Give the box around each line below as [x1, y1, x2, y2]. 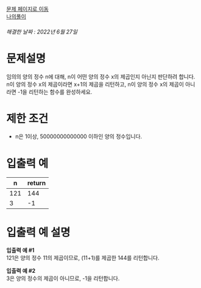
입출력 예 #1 [6, 247, 35, 254]
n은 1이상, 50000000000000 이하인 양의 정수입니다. [15, 133, 143, 140]
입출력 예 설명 [6, 225, 71, 239]
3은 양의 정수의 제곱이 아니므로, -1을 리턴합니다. [6, 275, 120, 282]
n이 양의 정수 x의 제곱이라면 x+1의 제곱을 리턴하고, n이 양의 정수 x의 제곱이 [6, 80, 185, 88]
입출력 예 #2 [6, 267, 36, 275]
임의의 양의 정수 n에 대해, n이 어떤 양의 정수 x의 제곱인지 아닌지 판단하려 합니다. [6, 72, 196, 80]
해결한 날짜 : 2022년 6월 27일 [6, 28, 78, 35]
